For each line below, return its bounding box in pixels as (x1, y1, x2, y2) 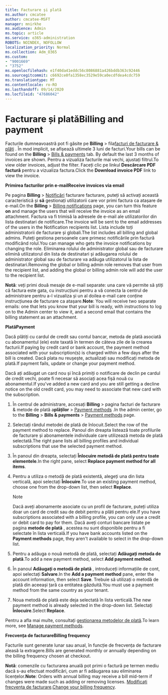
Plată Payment (5, 324, 35, 330)
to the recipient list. (5, 272, 45, 278)
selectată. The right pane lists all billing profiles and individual (12, 438, 139, 444)
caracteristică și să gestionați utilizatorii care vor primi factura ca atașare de (5, 197, 162, 204)
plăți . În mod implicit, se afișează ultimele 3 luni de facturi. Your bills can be (5, 146, 160, 152)
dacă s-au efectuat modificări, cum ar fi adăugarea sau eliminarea (5, 668, 142, 674)
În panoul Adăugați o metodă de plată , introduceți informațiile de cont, (12, 566, 160, 572)
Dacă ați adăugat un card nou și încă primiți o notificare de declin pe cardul (5, 370, 160, 376)
